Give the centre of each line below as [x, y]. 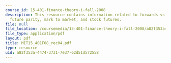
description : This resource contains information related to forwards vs [85, 15]
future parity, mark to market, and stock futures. [66, 19]
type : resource [21, 48]
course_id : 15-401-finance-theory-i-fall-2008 [55, 10]
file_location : [21, 29]
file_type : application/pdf [35, 34]
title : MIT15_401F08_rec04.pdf [38, 43]
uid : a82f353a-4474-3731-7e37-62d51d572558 [52, 52]
